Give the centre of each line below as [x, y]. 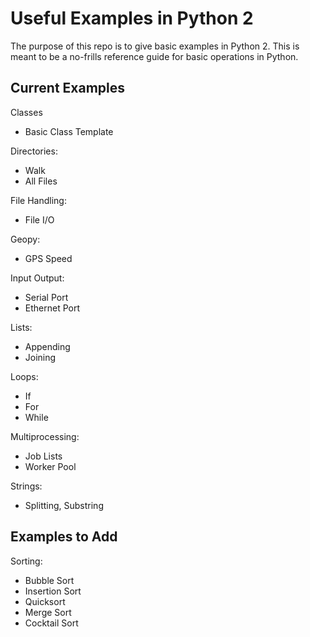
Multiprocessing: [45, 436]
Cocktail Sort [51, 623]
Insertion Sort [53, 591]
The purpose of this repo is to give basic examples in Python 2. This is [155, 46]
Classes [26, 112]
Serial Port [46, 297]
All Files [41, 181]
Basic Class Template [69, 131]
